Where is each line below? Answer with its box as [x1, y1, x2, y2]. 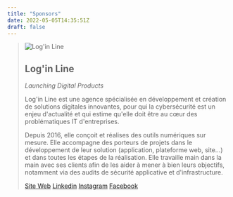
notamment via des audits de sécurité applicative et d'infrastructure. [24, 168, 223, 177]
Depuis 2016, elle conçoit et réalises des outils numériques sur [24, 131, 206, 140]
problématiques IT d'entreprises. [24, 117, 120, 126]
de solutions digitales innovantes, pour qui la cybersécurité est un [24, 102, 216, 111]
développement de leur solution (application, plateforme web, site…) [24, 146, 223, 154]
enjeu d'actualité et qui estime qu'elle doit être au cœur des [24, 110, 198, 118]
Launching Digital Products [24, 81, 104, 90]
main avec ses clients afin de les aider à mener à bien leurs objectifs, [24, 161, 225, 169]
